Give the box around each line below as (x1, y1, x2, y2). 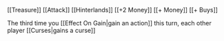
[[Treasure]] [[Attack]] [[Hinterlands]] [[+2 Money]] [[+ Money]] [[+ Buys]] (7, 6, 218, 14)
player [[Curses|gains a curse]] (7, 27, 96, 34)
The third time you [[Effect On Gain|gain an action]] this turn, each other (7, 19, 212, 27)
